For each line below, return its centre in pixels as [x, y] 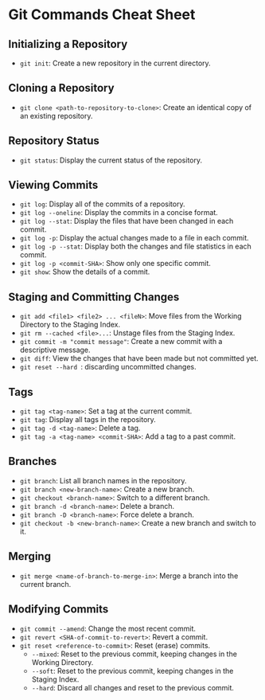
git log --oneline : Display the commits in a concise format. [119, 213]
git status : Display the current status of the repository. [111, 160]
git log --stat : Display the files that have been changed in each [127, 221]
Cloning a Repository [61, 88]
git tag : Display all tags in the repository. [88, 420]
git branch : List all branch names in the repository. [103, 480]
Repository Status [54, 141]
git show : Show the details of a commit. [85, 272]
